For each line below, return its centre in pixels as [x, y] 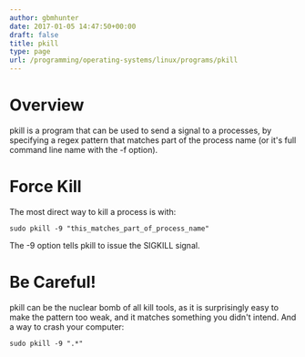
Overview [47, 105]
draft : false [34, 35]
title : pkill [34, 43]
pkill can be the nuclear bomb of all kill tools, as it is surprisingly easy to [144, 307]
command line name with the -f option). [84, 149]
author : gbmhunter [44, 18]
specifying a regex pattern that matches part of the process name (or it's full [153, 140]
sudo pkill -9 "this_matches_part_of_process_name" [109, 229]
